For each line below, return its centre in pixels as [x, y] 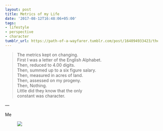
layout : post [18, 9]
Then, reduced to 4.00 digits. [46, 65]
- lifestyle [17, 28]
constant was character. [41, 96]
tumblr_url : [17, 41]
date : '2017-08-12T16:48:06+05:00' [41, 18]
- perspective [19, 32]
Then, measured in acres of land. [50, 75]
